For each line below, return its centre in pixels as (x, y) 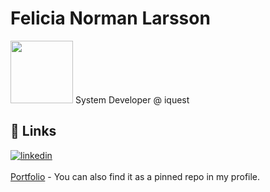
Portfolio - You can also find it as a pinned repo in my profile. (135, 176)
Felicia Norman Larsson (110, 18)
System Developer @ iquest (132, 99)
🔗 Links (33, 131)
